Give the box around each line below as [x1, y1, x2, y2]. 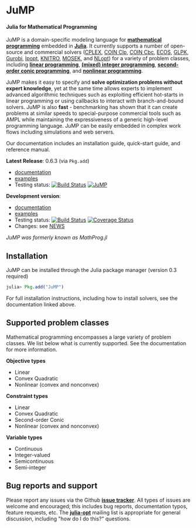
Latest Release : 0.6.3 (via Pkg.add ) [6, 158, 90, 165]
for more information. [6, 346, 57, 353]
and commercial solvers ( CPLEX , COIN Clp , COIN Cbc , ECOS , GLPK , [24, 49, 189, 56]
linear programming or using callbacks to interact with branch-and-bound [6, 97, 184, 104]
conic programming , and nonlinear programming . [20, 67, 143, 74]
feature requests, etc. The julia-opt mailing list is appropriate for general [6, 509, 181, 516]
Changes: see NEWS [14, 223, 65, 230]
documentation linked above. [6, 301, 76, 308]
